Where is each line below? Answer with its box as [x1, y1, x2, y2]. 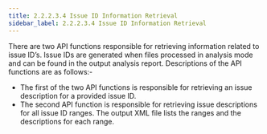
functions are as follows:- [8, 67, 93, 76]
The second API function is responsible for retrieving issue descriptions [19, 99, 257, 109]
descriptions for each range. [19, 116, 115, 126]
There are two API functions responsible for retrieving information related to [8, 41, 260, 51]
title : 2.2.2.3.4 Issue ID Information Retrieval [8, 11, 179, 20]
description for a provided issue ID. [19, 91, 137, 100]
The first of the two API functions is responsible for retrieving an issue [19, 82, 253, 92]
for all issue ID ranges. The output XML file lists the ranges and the [19, 108, 241, 117]
